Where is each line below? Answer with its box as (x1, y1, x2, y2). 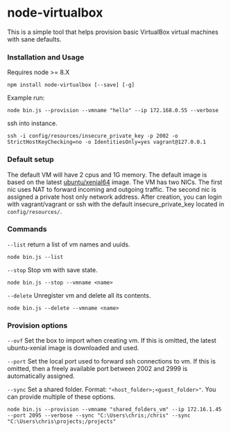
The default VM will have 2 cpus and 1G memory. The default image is (7, 170, 207, 179)
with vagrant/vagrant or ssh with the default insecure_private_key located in (7, 199, 224, 208)
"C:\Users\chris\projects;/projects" (7, 418, 117, 425)
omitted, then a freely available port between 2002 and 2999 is (7, 365, 188, 373)
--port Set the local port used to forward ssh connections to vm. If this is (7, 357, 216, 366)
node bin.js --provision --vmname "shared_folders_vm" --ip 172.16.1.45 (7, 406, 222, 413)
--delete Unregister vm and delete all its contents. (7, 291, 151, 299)
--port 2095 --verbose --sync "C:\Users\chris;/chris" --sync (7, 412, 191, 420)
